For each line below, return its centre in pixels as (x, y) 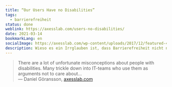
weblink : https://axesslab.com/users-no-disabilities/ (65, 29)
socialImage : (19, 43)
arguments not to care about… (50, 73)
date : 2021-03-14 (24, 34)
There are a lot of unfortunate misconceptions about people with (86, 62)
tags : (11, 15)
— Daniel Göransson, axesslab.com (55, 79)
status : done (19, 24)
